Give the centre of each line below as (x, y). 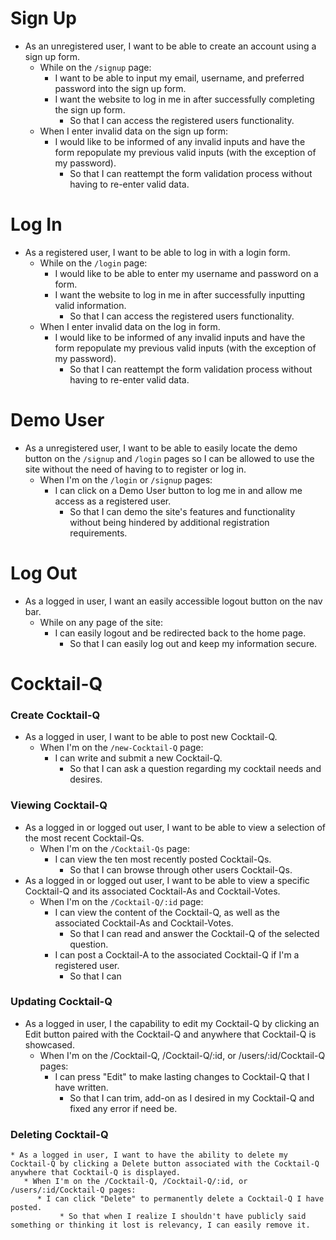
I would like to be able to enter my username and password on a (186, 273)
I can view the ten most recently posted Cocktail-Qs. (163, 859)
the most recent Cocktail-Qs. (84, 838)
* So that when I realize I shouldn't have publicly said (183, 1217)
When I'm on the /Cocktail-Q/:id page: (121, 901)
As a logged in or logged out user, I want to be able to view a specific (167, 880)
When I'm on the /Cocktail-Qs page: (114, 848)
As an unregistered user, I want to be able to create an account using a (170, 46)
